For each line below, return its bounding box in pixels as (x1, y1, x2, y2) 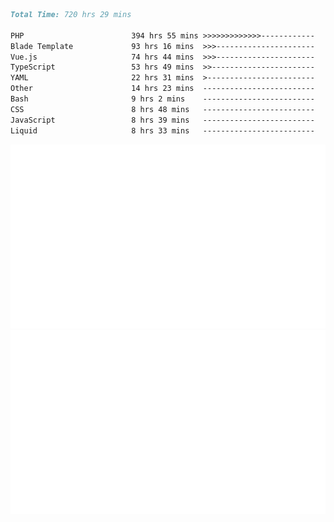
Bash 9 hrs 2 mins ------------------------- (10, 94, 315, 104)
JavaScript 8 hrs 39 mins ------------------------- (10, 115, 315, 125)
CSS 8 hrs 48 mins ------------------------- (10, 104, 315, 114)
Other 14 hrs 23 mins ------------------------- (10, 84, 315, 94)
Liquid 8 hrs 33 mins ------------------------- (10, 125, 315, 136)
